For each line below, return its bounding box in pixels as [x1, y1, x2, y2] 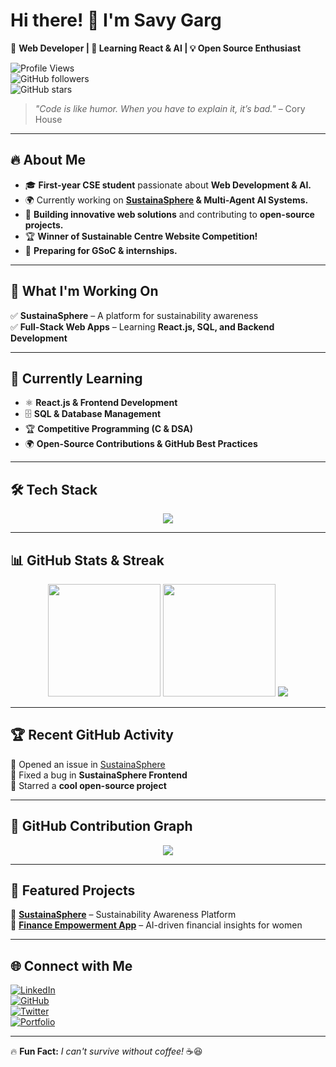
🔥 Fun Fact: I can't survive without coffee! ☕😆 [10, 1045, 203, 1058]
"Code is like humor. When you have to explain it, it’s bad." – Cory [34, 102, 306, 114]
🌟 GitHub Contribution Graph [10, 818, 193, 835]
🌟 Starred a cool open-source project [10, 779, 167, 791]
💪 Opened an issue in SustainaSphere [10, 758, 166, 770]
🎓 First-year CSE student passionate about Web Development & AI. [24, 179, 312, 191]
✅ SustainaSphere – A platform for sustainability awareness [10, 309, 259, 321]
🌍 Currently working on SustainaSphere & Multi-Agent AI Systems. [24, 194, 309, 206]
